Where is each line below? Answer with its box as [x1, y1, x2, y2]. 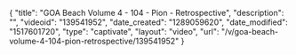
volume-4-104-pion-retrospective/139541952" [9, 35, 180, 46]
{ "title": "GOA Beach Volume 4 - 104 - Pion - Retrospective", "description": [9, 8, 284, 18]
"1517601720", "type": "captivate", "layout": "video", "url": [9, 27, 220, 36]
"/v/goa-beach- [220, 27, 278, 36]
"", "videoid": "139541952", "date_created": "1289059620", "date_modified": [9, 17, 289, 27]
